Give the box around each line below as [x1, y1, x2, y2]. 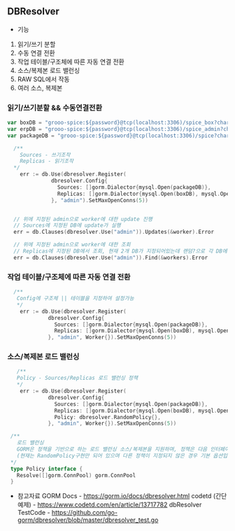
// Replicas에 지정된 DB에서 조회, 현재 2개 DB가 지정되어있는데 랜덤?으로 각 [13, 248, 213, 255]
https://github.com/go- [51, 509, 117, 517]
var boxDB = [7, 119, 42, 127]
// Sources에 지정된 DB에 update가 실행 [13, 222, 121, 229]
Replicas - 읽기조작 [20, 157, 74, 165]
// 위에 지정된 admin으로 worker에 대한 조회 [13, 241, 131, 248]
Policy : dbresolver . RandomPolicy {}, [54, 413, 161, 420]
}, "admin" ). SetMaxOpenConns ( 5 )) [51, 197, 149, 204]
